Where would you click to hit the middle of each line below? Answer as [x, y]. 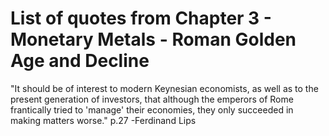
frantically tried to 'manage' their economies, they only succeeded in [152, 109]
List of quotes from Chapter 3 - [141, 18]
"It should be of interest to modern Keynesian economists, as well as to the [164, 88]
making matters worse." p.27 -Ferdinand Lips [103, 120]
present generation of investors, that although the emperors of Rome [152, 99]
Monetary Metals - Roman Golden [153, 39]
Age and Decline [80, 61]
